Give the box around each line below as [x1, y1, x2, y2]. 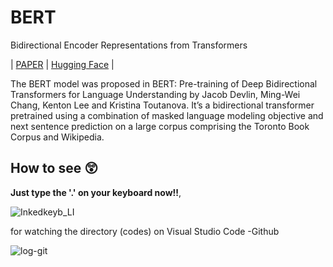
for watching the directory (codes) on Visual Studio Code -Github [10, 225, 280, 237]
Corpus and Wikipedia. [10, 131, 105, 143]
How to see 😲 [10, 160, 99, 177]
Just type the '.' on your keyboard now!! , [10, 186, 182, 198]
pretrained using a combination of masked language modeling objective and [10, 109, 324, 121]
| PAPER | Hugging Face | [10, 58, 115, 70]
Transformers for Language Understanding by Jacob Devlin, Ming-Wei [10, 88, 301, 100]
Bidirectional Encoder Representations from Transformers [10, 39, 248, 51]
